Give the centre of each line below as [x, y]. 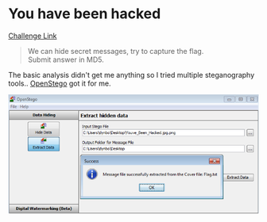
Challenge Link [33, 36]
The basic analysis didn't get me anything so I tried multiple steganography [132, 75]
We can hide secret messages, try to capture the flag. [116, 51]
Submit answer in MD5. [66, 59]
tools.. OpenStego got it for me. [60, 83]
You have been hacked [85, 14]
